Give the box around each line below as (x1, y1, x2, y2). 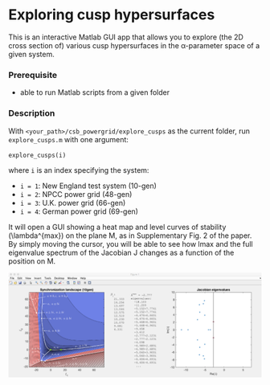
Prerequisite (8, 69, 58, 80)
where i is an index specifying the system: (8, 165, 149, 174)
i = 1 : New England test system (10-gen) (19, 181, 157, 190)
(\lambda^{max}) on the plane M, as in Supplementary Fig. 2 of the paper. (8, 231, 252, 240)
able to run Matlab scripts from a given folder (19, 88, 170, 97)
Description (8, 108, 55, 119)
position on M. (8, 256, 56, 266)
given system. (8, 49, 55, 59)
